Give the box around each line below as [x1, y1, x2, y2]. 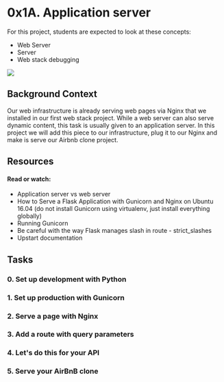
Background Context [7, 88, 97, 100]
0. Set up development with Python [7, 274, 127, 284]
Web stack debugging [16, 55, 80, 63]
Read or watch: [7, 175, 51, 183]
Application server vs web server [16, 190, 111, 199]
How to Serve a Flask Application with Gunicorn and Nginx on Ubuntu [16, 197, 214, 205]
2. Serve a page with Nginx [7, 311, 99, 321]
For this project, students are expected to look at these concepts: [7, 27, 192, 36]
